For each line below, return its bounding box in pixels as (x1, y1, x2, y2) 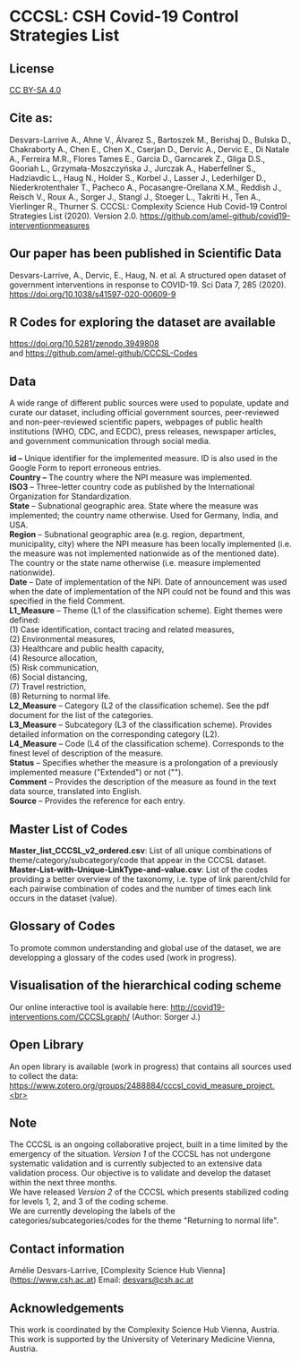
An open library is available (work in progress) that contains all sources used (9, 1061, 292, 1072)
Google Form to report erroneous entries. (9, 463, 161, 474)
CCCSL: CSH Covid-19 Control (9, 6, 239, 27)
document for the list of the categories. (9, 710, 154, 721)
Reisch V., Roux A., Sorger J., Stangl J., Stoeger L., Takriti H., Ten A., (9, 191, 261, 202)
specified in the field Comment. (9, 595, 125, 606)
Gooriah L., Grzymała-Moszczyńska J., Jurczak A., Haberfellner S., (9, 163, 257, 174)
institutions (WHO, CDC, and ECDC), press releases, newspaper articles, (9, 426, 277, 437)
